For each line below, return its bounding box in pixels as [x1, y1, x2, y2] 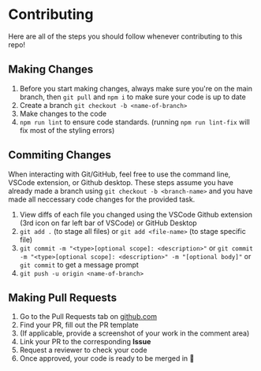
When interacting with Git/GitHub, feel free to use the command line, [8, 169, 231, 179]
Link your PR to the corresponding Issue [19, 337, 151, 347]
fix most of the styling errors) [19, 125, 115, 135]
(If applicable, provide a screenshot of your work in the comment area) [19, 328, 250, 338]
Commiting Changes [8, 148, 112, 162]
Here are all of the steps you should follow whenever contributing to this [8, 32, 243, 41]
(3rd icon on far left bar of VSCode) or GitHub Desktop [19, 218, 197, 228]
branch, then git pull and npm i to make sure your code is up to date [19, 92, 246, 102]
